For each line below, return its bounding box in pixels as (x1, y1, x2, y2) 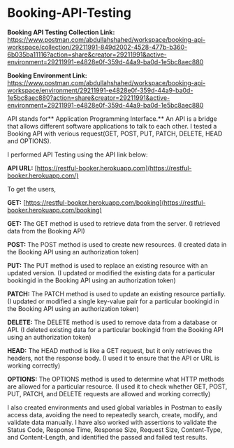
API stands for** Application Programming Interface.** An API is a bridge (7, 114, 218, 123)
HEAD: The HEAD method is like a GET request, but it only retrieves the (7, 346, 212, 354)
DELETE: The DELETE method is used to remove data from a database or (7, 318, 218, 326)
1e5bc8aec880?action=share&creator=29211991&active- (7, 93, 170, 102)
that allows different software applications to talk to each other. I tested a (7, 122, 217, 130)
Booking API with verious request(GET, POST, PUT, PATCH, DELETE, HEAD (7, 129, 223, 138)
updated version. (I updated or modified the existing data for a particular (7, 268, 215, 277)
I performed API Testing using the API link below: (7, 150, 148, 159)
